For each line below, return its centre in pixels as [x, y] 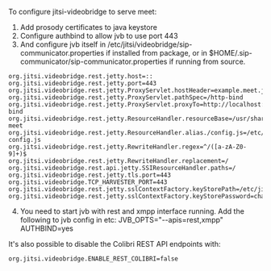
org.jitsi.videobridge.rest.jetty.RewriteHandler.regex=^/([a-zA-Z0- [128, 147]
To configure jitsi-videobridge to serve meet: [83, 12]
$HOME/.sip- [230, 53]
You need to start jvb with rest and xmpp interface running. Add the [132, 211]
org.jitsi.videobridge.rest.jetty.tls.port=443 [90, 175]
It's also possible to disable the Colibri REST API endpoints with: [115, 244]
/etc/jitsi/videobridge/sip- [150, 44]
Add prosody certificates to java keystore [88, 27]
